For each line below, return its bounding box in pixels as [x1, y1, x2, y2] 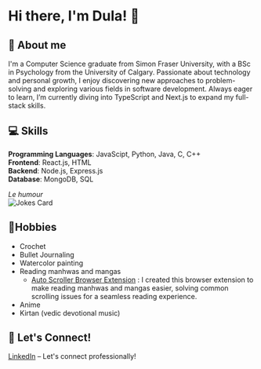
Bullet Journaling [19, 250, 74, 259]
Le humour [8, 189, 43, 199]
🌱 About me [8, 38, 67, 52]
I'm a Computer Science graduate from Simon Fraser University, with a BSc [8, 59, 251, 68]
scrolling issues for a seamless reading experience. [31, 291, 198, 301]
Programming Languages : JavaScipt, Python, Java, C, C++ [8, 149, 201, 159]
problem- [205, 76, 236, 85]
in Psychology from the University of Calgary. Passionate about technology [8, 68, 251, 77]
